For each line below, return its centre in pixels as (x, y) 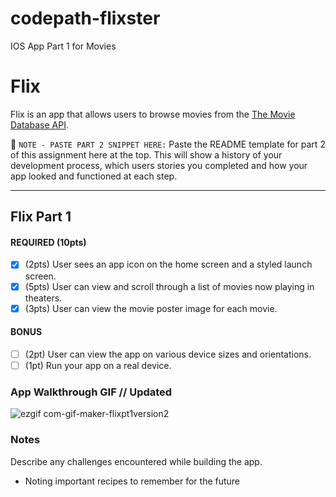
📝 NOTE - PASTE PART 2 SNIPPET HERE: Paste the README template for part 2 (168, 144)
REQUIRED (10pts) (48, 242)
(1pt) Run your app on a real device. (98, 365)
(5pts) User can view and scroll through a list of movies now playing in (169, 286)
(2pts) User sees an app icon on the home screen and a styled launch (168, 264)
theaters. (43, 298)
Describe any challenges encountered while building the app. (136, 461)
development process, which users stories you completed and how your (159, 165)
